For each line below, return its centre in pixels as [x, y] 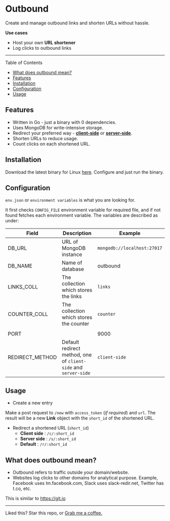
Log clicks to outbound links [42, 48]
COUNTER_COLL [28, 314]
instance [72, 254]
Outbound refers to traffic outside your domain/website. [71, 472]
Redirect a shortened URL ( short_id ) [51, 428]
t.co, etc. [22, 489]
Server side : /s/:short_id [48, 439]
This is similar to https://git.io [35, 498]
